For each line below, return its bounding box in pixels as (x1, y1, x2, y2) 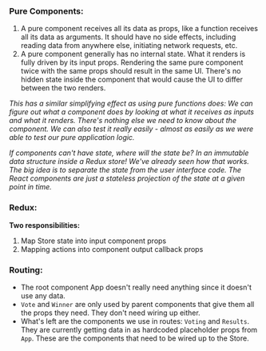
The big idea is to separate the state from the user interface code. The (9, 166, 242, 175)
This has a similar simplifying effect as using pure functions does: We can (9, 98, 254, 109)
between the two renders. (20, 83, 106, 93)
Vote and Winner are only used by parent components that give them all (20, 299, 255, 309)
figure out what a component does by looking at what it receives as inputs (9, 107, 255, 117)
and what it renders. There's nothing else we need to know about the (9, 116, 236, 126)
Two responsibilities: (9, 220, 81, 229)
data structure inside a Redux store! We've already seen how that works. (9, 157, 250, 166)
